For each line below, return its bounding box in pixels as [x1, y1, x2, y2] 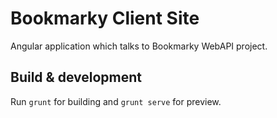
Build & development [10, 69, 142, 86]
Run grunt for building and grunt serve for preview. [10, 95, 222, 107]
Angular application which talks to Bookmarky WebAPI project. [10, 40, 268, 52]
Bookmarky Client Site [10, 7, 200, 30]
